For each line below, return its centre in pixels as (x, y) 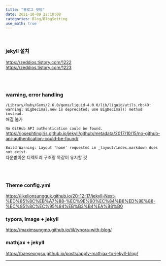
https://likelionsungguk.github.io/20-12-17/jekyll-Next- (61, 196)
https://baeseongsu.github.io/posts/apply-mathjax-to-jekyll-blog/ (72, 253)
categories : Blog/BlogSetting (37, 19)
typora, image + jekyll (32, 219)
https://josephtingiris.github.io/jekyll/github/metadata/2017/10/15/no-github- (83, 133)
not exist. (17, 152)
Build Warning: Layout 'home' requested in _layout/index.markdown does (82, 148)
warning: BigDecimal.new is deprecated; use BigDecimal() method (74, 109)
